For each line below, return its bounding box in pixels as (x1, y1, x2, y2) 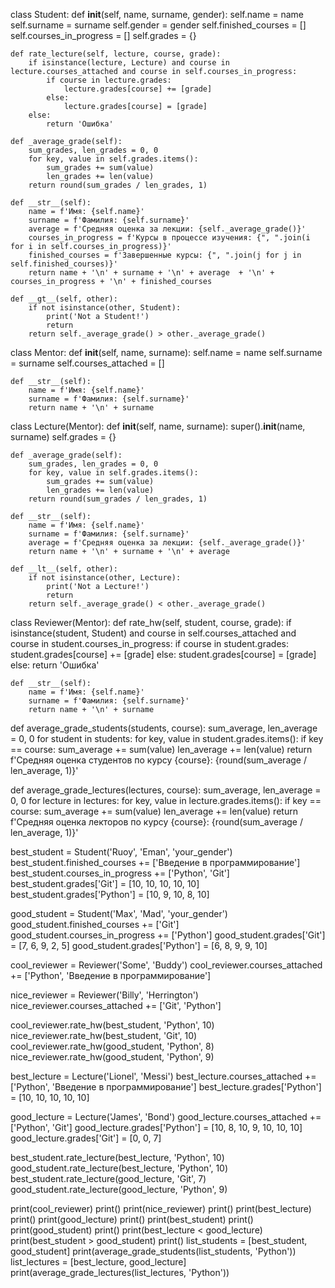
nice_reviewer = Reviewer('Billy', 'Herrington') (10, 989, 199, 1001)
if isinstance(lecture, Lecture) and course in (28, 58, 230, 68)
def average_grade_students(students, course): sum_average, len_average (10, 722, 318, 734)
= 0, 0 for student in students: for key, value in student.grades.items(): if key (10, 733, 324, 744)
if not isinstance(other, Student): (28, 303, 182, 313)
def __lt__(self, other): (10, 564, 118, 574)
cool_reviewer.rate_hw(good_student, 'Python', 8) (10, 1040, 215, 1052)
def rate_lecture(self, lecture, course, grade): (10, 49, 222, 59)
